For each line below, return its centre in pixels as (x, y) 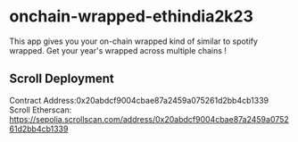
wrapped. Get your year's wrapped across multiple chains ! (118, 50)
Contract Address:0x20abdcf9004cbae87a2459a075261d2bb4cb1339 (139, 100)
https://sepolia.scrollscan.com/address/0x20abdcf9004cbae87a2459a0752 (149, 119)
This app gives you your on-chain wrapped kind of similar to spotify (134, 41)
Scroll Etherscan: (41, 110)
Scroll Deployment (62, 79)
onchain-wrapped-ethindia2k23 (132, 17)
